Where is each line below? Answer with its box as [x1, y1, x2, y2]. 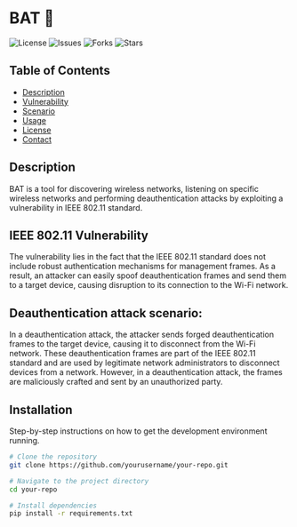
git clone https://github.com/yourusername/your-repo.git [9, 460, 229, 469]
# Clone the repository [9, 452, 98, 461]
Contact [21, 133, 52, 145]
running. [9, 435, 40, 445]
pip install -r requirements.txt [9, 509, 133, 518]
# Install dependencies [9, 501, 98, 510]
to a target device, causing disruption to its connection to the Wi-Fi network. [9, 280, 289, 291]
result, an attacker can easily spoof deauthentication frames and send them [9, 270, 287, 281]
